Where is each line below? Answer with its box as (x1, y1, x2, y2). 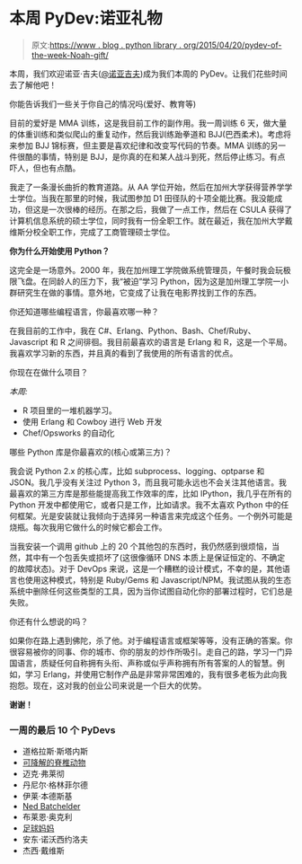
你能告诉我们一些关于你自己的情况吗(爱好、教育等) (9, 98, 197, 109)
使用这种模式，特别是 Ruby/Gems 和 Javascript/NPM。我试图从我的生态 (24, 574, 292, 585)
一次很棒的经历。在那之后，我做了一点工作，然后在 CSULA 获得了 (48, 204, 293, 215)
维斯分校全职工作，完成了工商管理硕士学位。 (9, 226, 175, 237)
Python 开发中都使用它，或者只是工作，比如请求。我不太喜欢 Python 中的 (9, 499, 281, 510)
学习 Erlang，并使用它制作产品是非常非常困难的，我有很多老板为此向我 (24, 668, 288, 679)
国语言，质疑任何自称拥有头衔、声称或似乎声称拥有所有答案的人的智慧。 (9, 657, 277, 668)
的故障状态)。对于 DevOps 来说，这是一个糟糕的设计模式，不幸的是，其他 (9, 563, 283, 574)
